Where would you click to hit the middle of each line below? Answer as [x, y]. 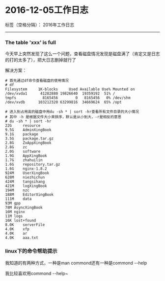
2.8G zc [16, 147]
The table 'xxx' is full [31, 42]
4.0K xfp [17, 229]
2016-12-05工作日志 [47, 10]
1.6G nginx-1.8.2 [26, 169]
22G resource [23, 126]
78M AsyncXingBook [24, 208]
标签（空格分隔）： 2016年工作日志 [40, 25]
